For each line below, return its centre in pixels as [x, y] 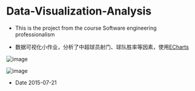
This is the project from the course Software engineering [86, 28]
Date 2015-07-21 [36, 83]
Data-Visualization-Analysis [79, 11]
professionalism [35, 34]
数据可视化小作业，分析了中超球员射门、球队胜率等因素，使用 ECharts [102, 47]
